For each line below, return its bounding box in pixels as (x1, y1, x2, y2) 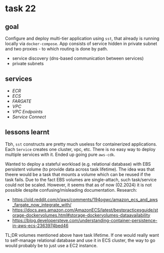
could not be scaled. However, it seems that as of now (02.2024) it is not (5, 182, 152, 188)
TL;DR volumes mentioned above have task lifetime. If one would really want (5, 232, 159, 238)
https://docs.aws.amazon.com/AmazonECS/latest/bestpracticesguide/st (12, 207, 158, 213)
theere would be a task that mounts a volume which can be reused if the (5, 171, 151, 177)
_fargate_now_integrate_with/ (12, 202, 72, 207)
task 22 (5, 3, 36, 14)
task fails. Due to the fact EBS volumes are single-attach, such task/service (5, 177, 157, 182)
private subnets (12, 61, 44, 66)
